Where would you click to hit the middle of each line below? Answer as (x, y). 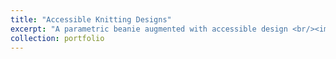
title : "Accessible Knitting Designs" (91, 19)
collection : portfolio (57, 38)
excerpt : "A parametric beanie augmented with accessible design (149, 29)
